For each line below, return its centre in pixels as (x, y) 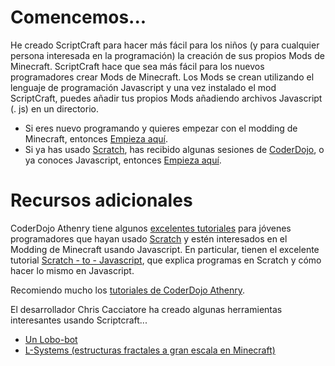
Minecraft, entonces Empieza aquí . (96, 138)
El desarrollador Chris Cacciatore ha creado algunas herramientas (146, 309)
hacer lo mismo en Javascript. (72, 270)
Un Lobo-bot (51, 339)
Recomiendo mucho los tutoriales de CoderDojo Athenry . (128, 290)
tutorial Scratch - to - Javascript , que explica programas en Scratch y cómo (166, 260)
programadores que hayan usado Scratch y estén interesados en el (149, 238)
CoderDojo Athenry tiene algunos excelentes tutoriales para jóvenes (151, 228)
